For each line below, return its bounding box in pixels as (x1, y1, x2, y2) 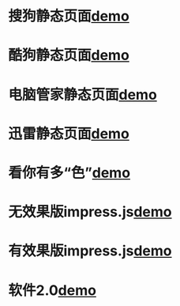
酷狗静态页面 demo (8, 47, 130, 64)
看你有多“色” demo (8, 164, 131, 182)
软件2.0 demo (8, 281, 97, 299)
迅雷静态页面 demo (8, 124, 130, 142)
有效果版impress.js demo (8, 242, 172, 260)
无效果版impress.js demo (8, 203, 172, 221)
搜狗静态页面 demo (8, 7, 130, 25)
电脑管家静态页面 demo (8, 85, 158, 104)
